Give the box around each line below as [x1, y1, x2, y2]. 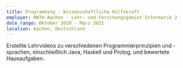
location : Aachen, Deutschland [6, 25, 85, 32]
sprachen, [6, 49, 32, 56]
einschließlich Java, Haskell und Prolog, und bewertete [32, 49, 170, 56]
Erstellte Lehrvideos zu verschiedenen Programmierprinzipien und [6, 42, 172, 49]
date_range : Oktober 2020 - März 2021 [6, 20, 104, 26]
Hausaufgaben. [6, 55, 45, 62]
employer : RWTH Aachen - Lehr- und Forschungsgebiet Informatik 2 [6, 14, 178, 20]
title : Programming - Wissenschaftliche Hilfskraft [6, 8, 139, 15]
